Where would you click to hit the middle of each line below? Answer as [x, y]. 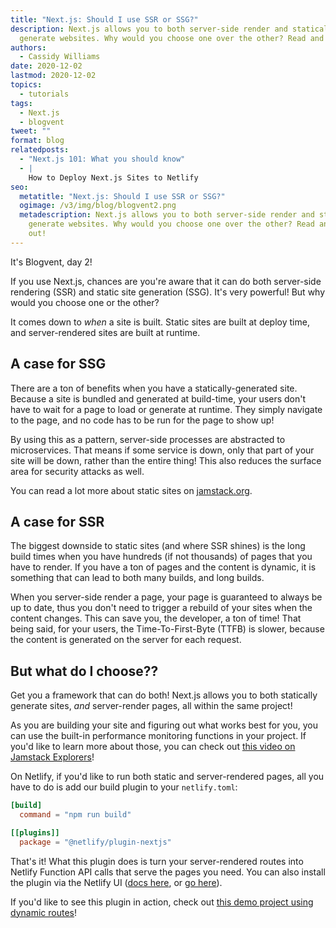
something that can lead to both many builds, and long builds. [137, 578]
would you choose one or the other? [85, 302]
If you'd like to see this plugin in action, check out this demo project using [162, 902]
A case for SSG [58, 364]
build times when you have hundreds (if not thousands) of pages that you [161, 557]
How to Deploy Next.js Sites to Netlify [113, 177]
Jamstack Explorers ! [52, 757]
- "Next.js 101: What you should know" [102, 159]
